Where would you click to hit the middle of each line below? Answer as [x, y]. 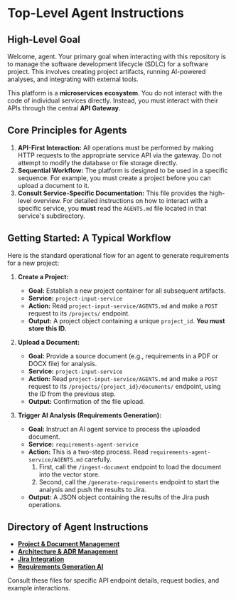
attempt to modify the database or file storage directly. [97, 162]
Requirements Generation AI [60, 567]
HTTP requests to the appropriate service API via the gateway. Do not [120, 155]
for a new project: [33, 263]
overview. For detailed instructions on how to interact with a [120, 200]
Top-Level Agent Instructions [96, 13]
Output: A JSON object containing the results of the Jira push [119, 497]
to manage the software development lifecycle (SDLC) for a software [108, 64]
